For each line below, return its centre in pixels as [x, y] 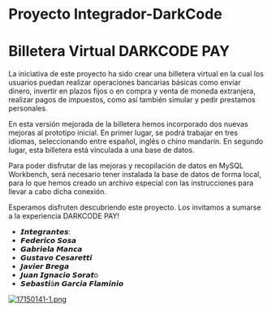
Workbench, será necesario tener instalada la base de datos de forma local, [135, 175]
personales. [28, 108]
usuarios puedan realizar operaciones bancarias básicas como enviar [125, 83]
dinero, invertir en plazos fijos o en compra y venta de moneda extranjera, [132, 91]
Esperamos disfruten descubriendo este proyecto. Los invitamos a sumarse [135, 207]
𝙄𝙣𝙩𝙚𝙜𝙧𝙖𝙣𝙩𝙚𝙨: [45, 232]
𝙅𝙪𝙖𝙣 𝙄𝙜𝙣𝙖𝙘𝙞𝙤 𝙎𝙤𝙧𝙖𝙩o [59, 275]
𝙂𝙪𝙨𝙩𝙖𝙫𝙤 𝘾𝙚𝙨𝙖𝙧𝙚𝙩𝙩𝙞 [56, 258]
